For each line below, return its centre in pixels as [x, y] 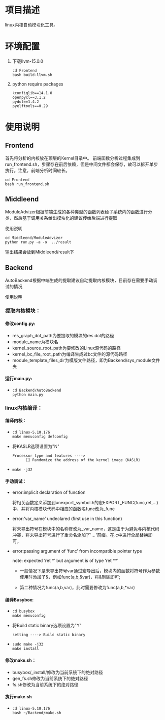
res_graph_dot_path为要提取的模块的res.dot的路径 [63, 335]
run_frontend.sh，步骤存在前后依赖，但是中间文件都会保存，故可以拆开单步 [82, 164]
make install [26, 649]
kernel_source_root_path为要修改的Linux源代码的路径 [66, 348]
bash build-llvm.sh [32, 75]
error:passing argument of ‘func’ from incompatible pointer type [77, 551]
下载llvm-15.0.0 [28, 61]
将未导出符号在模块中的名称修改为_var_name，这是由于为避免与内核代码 [86, 529]
